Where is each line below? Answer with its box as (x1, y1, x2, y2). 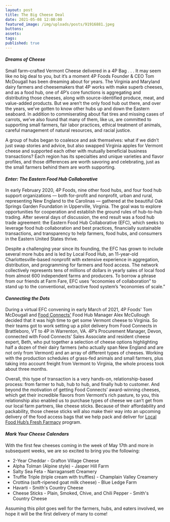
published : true (5, 41, 40, 46)
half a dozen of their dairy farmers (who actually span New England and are (5, 344, 164, 350)
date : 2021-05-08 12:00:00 (5, 17, 62, 22)
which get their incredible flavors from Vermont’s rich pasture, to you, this (5, 392, 159, 398)
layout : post (5, 7, 33, 13)
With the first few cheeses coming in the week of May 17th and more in (5, 442, 154, 448)
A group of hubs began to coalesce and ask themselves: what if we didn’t (5, 137, 159, 143)
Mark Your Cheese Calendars (5, 431, 70, 437)
